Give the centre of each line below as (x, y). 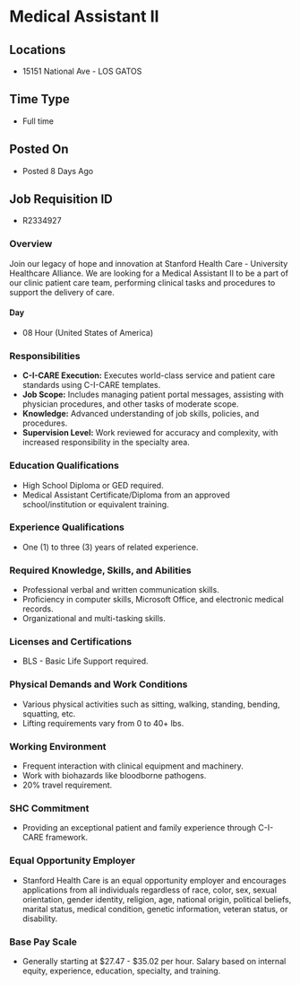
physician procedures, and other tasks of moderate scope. (130, 404)
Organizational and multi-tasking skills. (94, 619)
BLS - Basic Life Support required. (86, 661)
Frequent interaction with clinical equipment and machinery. (133, 766)
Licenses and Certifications (71, 642)
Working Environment (58, 746)
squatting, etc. (49, 713)
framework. (67, 838)
